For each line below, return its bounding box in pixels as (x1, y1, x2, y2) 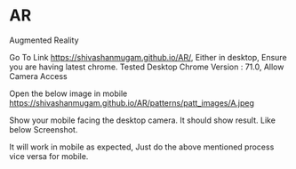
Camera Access (9, 70, 68, 81)
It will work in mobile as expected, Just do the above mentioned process (9, 141, 275, 152)
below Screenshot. (9, 124, 78, 134)
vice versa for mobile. (9, 150, 89, 161)
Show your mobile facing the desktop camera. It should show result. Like (9, 115, 276, 125)
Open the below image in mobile (9, 88, 128, 99)
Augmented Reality (9, 35, 79, 45)
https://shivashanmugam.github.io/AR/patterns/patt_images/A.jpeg (9, 97, 255, 108)
